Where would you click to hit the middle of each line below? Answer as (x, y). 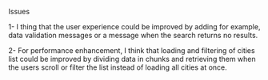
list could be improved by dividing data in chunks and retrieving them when (132, 59)
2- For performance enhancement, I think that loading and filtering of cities (132, 50)
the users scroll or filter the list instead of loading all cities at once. (118, 67)
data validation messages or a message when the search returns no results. (133, 35)
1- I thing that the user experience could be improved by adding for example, (134, 27)
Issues (19, 11)
